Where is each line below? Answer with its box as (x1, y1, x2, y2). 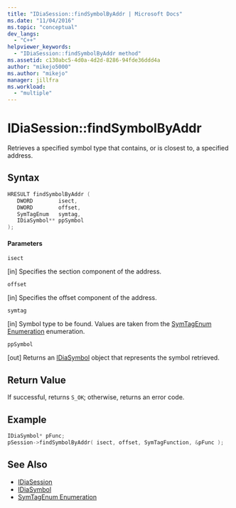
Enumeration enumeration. (7, 328, 85, 336)
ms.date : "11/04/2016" (7, 17, 75, 24)
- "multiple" (14, 90, 53, 97)
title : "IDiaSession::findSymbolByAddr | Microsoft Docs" (7, 10, 183, 18)
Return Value (7, 374, 66, 386)
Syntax (7, 172, 40, 184)
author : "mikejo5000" (7, 63, 72, 70)
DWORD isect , (16, 197, 78, 205)
